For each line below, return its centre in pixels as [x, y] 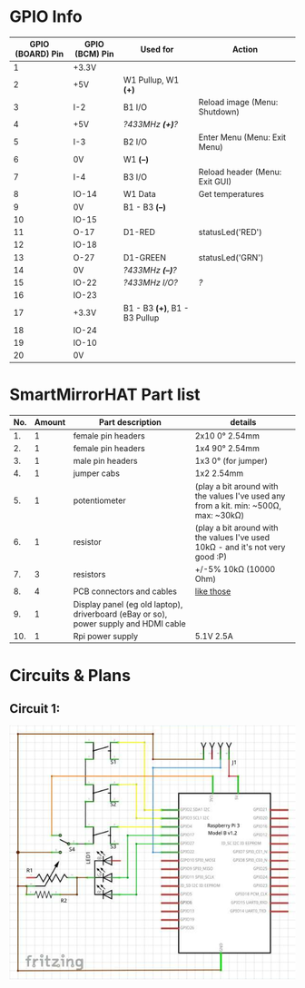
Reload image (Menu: [238, 103]
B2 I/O [135, 142]
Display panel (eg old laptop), [128, 604]
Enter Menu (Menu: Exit [242, 137]
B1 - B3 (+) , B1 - [156, 308]
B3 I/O [135, 177]
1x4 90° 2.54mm [227, 448]
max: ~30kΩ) [220, 515]
